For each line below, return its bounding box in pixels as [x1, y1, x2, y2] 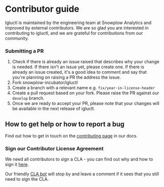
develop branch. [12, 95, 45, 101]
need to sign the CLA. [5, 176, 49, 182]
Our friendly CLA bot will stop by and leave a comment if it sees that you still [5, 171, 159, 177]
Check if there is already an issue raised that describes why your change [12, 59, 160, 65]
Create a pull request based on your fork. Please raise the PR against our [12, 90, 159, 96]
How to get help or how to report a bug [5, 120, 125, 128]
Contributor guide [5, 3, 79, 15]
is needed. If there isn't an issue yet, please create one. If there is [12, 64, 144, 70]
